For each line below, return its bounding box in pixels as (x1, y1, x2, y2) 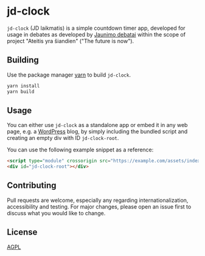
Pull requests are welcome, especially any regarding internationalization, (7, 196, 189, 204)
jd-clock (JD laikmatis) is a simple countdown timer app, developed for (7, 24, 186, 32)
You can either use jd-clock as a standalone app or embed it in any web (7, 122, 188, 129)
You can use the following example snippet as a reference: (7, 146, 154, 153)
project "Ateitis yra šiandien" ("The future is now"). (7, 37, 134, 44)
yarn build (7, 88, 35, 95)
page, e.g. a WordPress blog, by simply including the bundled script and (7, 128, 188, 135)
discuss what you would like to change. (7, 209, 106, 216)
